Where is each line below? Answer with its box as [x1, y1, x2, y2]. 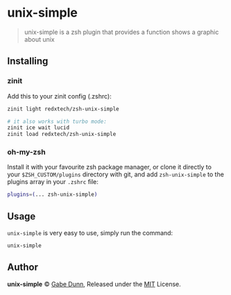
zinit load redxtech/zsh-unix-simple [7, 130, 117, 138]
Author [7, 262, 38, 273]
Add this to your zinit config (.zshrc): [7, 92, 112, 100]
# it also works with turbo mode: [7, 118, 108, 125]
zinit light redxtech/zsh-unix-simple [7, 106, 119, 112]
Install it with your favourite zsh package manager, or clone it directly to [7, 163, 212, 171]
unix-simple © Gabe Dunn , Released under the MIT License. [7, 280, 182, 288]
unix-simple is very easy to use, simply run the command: [7, 229, 173, 237]
